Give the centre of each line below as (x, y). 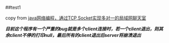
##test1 (13, 7)
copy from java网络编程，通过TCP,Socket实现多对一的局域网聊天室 (76, 18)
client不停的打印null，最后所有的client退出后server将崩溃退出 (75, 35)
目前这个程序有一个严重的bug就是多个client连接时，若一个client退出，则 (82, 29)
